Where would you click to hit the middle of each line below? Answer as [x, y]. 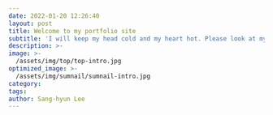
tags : [17, 91]
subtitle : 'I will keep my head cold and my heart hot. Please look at [132, 38]
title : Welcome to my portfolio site [72, 31]
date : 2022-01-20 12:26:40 [54, 16]
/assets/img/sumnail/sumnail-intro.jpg [83, 76]
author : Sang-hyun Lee [47, 99]
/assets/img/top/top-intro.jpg [69, 62]
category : [25, 83]
